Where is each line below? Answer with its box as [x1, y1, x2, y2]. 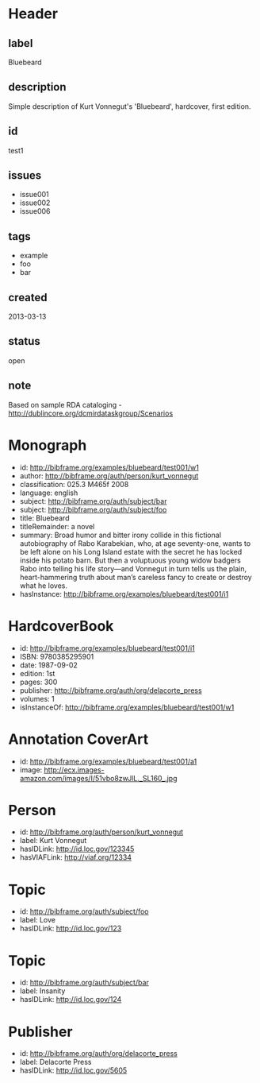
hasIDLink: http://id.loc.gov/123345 [19, 844, 135, 854]
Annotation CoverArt [8, 730, 149, 748]
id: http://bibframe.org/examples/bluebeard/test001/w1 [19, 462, 200, 472]
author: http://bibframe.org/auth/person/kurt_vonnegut [19, 470, 199, 481]
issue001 [19, 190, 49, 199]
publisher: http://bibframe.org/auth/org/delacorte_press [19, 685, 202, 695]
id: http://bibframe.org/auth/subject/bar [19, 978, 149, 988]
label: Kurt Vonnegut [19, 836, 87, 845]
